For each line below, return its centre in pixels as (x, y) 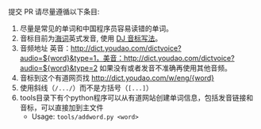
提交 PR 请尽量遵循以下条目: (54, 11)
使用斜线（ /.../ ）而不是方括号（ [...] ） (86, 88)
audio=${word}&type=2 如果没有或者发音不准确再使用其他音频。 (125, 68)
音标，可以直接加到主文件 (61, 108)
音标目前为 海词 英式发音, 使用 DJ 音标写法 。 (91, 38)
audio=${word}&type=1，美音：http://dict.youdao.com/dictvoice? (127, 58)
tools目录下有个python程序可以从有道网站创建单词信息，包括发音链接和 (136, 98)
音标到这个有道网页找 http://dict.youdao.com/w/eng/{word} (117, 78)
